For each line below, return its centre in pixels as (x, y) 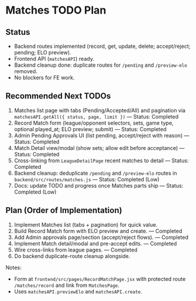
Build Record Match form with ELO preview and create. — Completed (98, 231)
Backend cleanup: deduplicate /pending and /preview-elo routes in (96, 173)
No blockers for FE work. (44, 78)
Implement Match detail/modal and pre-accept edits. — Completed (95, 243)
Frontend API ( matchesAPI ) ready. (54, 59)
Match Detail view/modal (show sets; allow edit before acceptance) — (99, 148)
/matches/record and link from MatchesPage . (67, 285)
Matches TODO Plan (56, 10)
